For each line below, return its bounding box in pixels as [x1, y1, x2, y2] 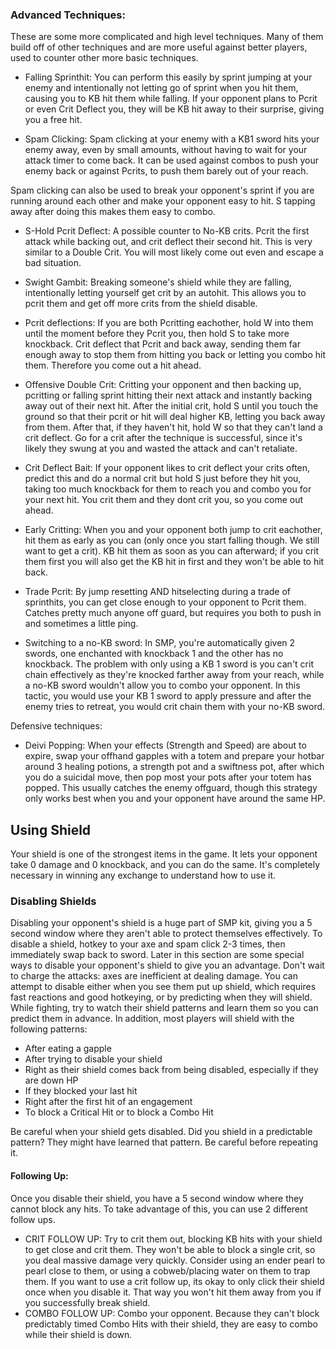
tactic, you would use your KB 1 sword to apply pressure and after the [24, 690, 312, 702]
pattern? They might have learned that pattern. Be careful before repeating [10, 1136, 319, 1148]
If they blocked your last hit [24, 1085, 138, 1097]
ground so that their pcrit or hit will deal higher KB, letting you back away [24, 411, 326, 423]
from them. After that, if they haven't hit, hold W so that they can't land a [24, 421, 323, 433]
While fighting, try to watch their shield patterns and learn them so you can [10, 1002, 319, 1014]
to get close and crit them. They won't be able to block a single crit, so [24, 1243, 316, 1255]
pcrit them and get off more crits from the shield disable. [24, 298, 258, 310]
